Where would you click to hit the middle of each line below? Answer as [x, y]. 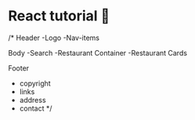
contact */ [36, 108]
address [32, 100]
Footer [19, 68]
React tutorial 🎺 [59, 16]
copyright [35, 83]
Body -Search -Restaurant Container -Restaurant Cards [98, 53]
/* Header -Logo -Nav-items [54, 38]
